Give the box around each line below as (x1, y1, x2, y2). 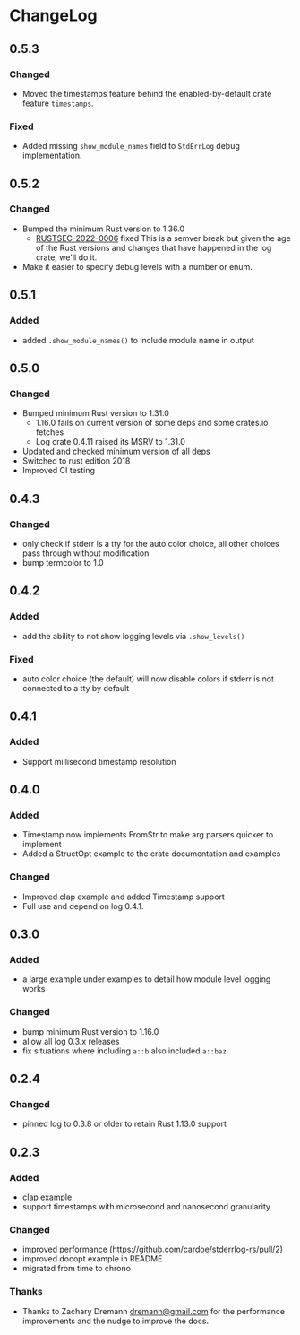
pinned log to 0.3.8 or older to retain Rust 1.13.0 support (21, 1118, 227, 1130)
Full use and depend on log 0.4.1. (21, 900, 144, 911)
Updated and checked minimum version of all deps (21, 446, 210, 457)
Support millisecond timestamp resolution (21, 756, 176, 767)
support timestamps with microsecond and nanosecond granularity (21, 1201, 271, 1211)
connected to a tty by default (21, 682, 130, 693)
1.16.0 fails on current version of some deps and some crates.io (35, 418, 269, 429)
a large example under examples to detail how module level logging (21, 974, 271, 984)
